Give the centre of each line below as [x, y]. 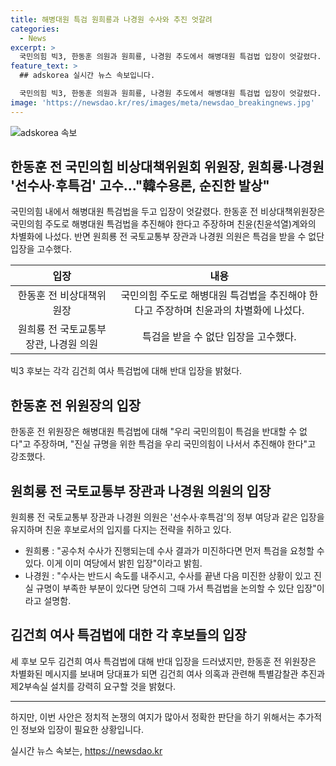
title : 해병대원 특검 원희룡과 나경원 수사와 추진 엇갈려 [111, 19]
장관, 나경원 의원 [62, 344]
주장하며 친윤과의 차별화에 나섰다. [230, 311]
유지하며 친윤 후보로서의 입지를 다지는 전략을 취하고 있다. [121, 530]
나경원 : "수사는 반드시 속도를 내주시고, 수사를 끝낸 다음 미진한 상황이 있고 [168, 576]
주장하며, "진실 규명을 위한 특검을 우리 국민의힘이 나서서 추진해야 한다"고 [175, 444]
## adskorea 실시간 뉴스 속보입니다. [87, 76]
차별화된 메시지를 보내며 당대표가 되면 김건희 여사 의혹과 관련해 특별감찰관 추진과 [168, 673]
